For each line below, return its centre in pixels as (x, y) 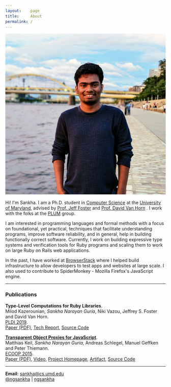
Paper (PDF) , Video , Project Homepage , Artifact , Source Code (70, 359)
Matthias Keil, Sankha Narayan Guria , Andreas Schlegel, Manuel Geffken (82, 343)
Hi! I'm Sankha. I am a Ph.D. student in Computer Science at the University (83, 203)
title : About (24, 16)
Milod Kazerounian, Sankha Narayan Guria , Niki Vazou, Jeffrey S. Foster (81, 311)
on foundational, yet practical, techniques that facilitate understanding (79, 229)
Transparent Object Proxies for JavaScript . (51, 337)
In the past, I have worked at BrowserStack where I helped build (72, 261)
